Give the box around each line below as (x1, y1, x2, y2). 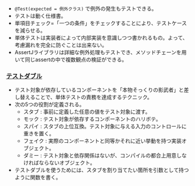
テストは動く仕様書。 (14, 12, 66, 19)
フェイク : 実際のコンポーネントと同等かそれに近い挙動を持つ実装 (23, 138, 182, 145)
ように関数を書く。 (14, 174, 61, 181)
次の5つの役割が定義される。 (14, 101, 85, 108)
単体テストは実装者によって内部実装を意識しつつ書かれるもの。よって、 (14, 34, 189, 41)
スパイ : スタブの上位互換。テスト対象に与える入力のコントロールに (23, 123, 187, 130)
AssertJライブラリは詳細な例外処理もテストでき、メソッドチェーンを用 (14, 49, 187, 55)
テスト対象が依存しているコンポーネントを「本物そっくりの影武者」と (14, 86, 184, 93)
